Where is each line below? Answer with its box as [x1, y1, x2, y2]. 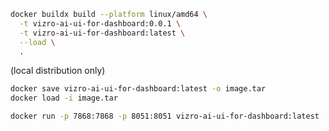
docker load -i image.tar [10, 93, 118, 104]
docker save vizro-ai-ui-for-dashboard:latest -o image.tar [10, 84, 267, 94]
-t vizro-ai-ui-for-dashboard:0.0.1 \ [19, 18, 182, 29]
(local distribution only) [10, 65, 106, 77]
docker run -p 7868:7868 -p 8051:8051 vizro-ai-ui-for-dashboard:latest [10, 111, 320, 122]
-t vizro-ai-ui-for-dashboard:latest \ [19, 28, 186, 38]
